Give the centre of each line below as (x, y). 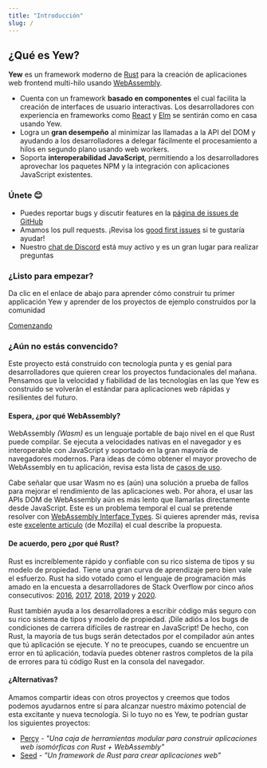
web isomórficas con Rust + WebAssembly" (92, 746)
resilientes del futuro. (43, 398)
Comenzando (31, 325)
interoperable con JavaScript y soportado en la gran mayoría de (113, 451)
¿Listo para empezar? (51, 276)
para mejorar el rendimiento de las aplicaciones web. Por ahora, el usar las (131, 491)
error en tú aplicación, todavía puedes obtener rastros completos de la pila (131, 653)
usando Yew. (41, 124)
